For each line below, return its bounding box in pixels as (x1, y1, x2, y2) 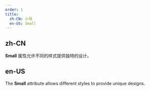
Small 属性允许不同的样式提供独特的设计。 (5, 53, 92, 59)
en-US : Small (9, 21, 37, 26)
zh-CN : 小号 (9, 16, 33, 21)
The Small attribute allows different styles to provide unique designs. (5, 80, 146, 86)
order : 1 (5, 7, 23, 12)
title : (5, 12, 19, 17)
